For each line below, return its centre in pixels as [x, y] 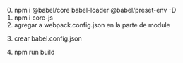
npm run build [34, 52]
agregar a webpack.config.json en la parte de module [92, 25]
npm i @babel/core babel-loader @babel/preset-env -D [95, 10]
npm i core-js [33, 17]
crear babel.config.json [48, 38]
